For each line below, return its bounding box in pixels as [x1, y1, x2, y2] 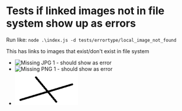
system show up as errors [6, 17, 136, 30]
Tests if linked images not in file [6, 4, 165, 18]
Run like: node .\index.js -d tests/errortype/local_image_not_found [6, 36, 177, 43]
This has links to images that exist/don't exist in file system [6, 47, 149, 54]
